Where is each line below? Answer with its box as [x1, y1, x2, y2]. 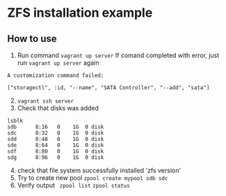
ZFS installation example [7, 5, 153, 21]
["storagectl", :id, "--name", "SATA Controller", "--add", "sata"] [7, 84, 210, 91]
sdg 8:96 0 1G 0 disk [7, 154, 104, 161]
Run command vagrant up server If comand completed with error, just [17, 51, 220, 59]
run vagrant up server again [17, 59, 99, 67]
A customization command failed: [7, 72, 104, 79]
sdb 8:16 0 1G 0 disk [7, 123, 104, 130]
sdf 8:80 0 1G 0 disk [7, 148, 104, 155]
